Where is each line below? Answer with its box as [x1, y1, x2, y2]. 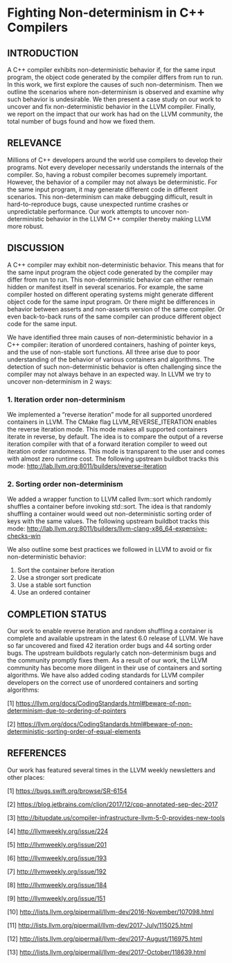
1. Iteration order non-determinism [7, 394, 126, 404]
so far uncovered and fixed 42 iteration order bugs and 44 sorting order [7, 642, 213, 650]
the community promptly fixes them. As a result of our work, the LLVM [7, 656, 208, 665]
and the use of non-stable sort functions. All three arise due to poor [7, 348, 200, 356]
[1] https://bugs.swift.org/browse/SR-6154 [7, 786, 127, 795]
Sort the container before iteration [17, 566, 115, 574]
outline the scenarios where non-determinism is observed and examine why [7, 88, 224, 96]
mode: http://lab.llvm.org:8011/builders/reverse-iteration [7, 461, 168, 470]
